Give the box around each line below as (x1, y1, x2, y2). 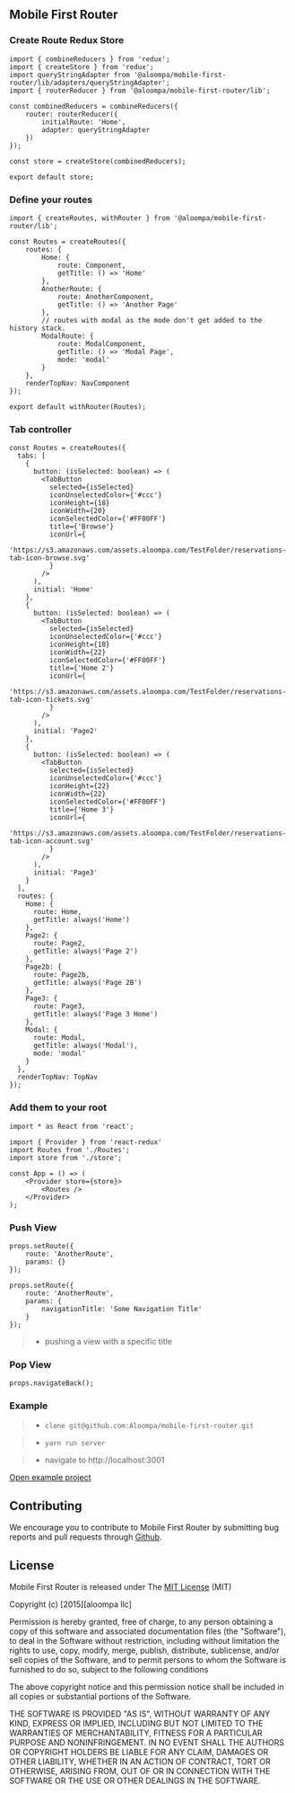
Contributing (9, 1498, 82, 1513)
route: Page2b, (32, 971, 91, 980)
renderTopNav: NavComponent (25, 378, 130, 387)
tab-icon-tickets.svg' (9, 696, 94, 705)
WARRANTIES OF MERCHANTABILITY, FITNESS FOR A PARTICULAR (9, 1727, 263, 1738)
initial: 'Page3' (32, 868, 99, 877)
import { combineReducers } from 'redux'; (9, 54, 170, 64)
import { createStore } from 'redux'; (9, 62, 154, 71)
